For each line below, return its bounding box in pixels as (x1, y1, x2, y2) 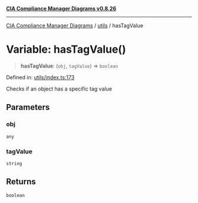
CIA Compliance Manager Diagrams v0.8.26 (6, 5, 117, 12)
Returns (6, 177, 37, 187)
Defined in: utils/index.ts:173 (6, 73, 75, 80)
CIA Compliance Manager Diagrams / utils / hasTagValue (6, 22, 143, 29)
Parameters (6, 102, 50, 112)
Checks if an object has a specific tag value (6, 85, 113, 92)
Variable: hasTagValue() (6, 43, 126, 56)
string (6, 160, 22, 166)
